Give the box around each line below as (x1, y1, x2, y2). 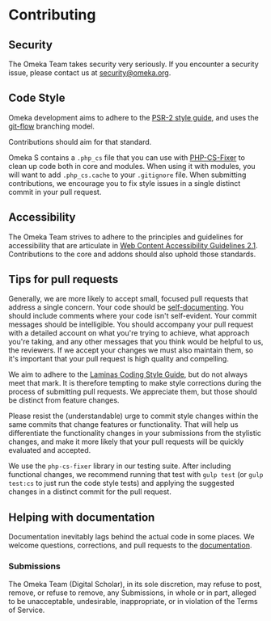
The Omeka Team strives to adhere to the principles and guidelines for (8, 232, 243, 242)
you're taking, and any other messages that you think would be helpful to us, (8, 337, 264, 347)
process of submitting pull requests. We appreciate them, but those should (8, 387, 257, 397)
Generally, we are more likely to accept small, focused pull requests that (8, 294, 248, 304)
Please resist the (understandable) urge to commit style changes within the (8, 411, 259, 421)
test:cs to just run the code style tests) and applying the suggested (8, 479, 235, 488)
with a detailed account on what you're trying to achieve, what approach (8, 328, 250, 338)
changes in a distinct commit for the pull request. (8, 487, 171, 496)
